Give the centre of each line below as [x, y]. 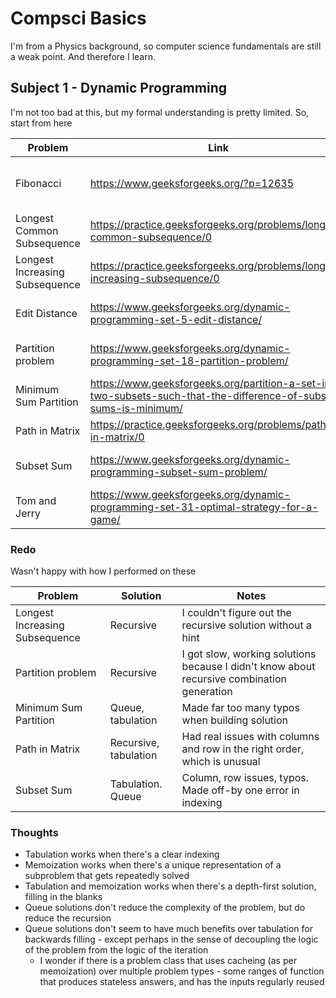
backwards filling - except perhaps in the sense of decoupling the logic [171, 939]
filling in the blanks [63, 897]
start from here [41, 123]
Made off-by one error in [240, 790]
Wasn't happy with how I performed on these [103, 571]
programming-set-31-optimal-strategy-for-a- [204, 507]
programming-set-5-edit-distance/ [176, 319]
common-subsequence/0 [151, 237]
